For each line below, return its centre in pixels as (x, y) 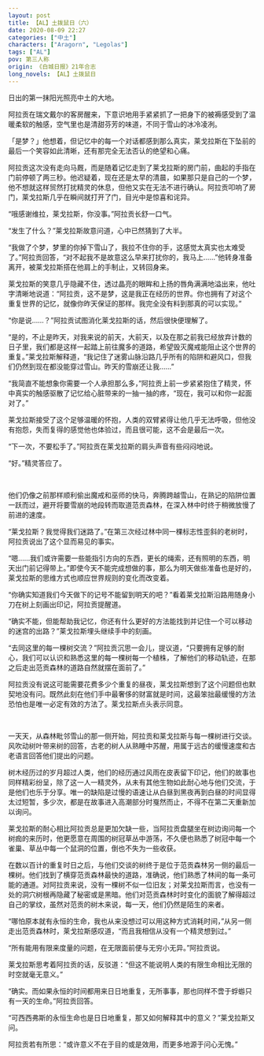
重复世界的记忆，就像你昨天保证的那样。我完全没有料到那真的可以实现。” (125, 303)
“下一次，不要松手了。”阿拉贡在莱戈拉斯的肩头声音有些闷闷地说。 (113, 446)
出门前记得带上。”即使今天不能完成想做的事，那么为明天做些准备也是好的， (135, 567)
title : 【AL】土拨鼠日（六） (50, 23)
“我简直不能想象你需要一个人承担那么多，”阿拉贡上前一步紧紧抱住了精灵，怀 (130, 383)
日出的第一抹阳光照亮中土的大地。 (63, 97)
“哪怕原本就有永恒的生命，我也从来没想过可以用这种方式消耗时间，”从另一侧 (130, 921)
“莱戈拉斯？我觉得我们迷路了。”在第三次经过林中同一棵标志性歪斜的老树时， (130, 531)
